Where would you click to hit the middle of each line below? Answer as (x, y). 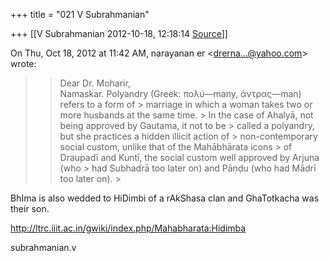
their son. (30, 208)
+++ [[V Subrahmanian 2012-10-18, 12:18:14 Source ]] (119, 33)
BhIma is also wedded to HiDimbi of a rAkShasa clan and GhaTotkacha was (165, 198)
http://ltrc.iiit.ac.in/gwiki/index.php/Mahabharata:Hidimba (128, 228)
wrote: (23, 63)
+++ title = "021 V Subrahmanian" (80, 14)
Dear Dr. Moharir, (95, 83)
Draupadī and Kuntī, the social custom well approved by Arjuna (189, 157)
